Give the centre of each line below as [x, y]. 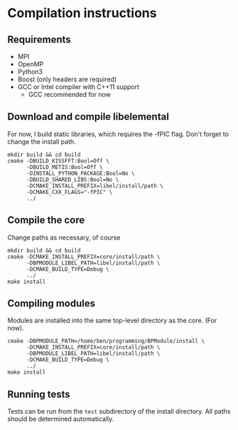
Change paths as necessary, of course [64, 237]
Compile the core [46, 220]
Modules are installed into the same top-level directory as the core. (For [112, 321]
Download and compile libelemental [88, 117]
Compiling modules [52, 303]
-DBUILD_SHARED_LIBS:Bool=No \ [72, 180]
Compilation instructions [82, 13]
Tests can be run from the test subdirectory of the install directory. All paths [119, 411]
